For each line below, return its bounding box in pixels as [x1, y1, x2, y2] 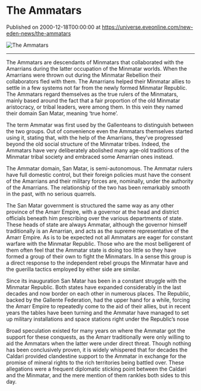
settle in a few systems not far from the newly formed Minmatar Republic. [6, 84, 187, 91]
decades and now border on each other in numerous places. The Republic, [6, 290, 191, 297]
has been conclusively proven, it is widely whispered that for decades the [6, 346, 188, 353]
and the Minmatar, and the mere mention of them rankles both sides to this [6, 371, 190, 378]
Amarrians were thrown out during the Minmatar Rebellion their [6, 71, 162, 79]
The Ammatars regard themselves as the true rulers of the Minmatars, [6, 91, 178, 98]
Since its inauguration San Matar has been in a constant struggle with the [6, 277, 187, 284]
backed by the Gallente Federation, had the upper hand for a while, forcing [6, 296, 190, 303]
